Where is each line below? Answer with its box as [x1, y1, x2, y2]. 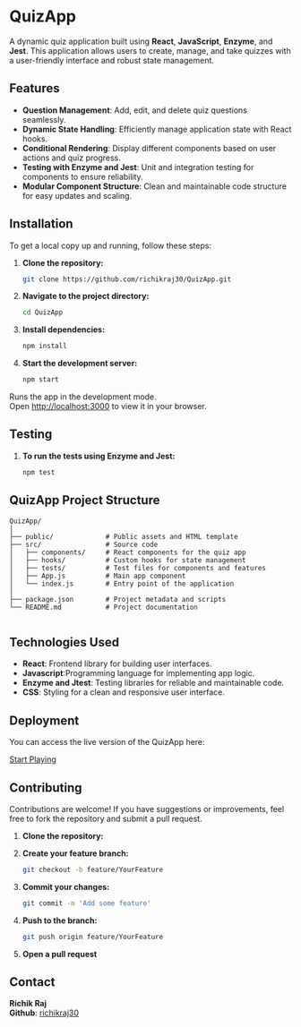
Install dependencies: [21, 324, 106, 335]
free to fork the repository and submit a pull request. [9, 813, 203, 824]
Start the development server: [21, 358, 138, 369]
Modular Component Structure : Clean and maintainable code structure [21, 181, 287, 192]
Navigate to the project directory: [21, 291, 150, 302]
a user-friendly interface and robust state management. [9, 55, 215, 65]
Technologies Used [9, 634, 119, 650]
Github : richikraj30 [9, 1007, 79, 1018]
